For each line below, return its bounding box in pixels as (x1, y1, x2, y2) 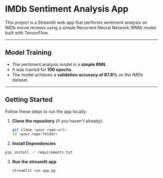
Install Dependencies (12, 141, 56, 146)
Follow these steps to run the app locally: (5, 108, 87, 114)
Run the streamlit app (12, 159, 57, 165)
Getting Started (5, 96, 53, 104)
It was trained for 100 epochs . (12, 67, 73, 72)
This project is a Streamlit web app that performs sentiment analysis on (5, 19, 147, 25)
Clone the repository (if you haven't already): (12, 118, 103, 124)
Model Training (5, 49, 52, 57)
